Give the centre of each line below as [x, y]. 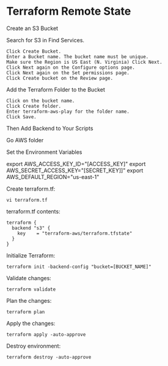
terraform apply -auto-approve [46, 334]
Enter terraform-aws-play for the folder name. [68, 112]
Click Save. [21, 117]
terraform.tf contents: [33, 211]
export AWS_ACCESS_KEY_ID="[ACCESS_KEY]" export [76, 164]
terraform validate [31, 289]
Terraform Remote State [69, 11]
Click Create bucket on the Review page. [60, 78]
